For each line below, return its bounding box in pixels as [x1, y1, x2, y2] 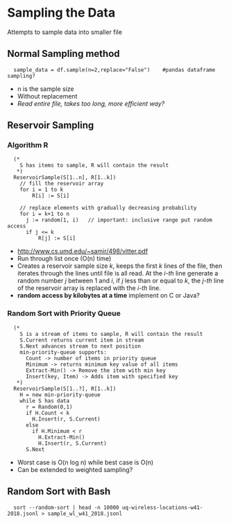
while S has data [19, 397, 70, 404]
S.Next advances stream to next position [19, 342, 141, 350]
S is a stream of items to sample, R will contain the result [19, 330, 203, 337]
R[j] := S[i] [37, 235, 76, 242]
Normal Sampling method [7, 48, 120, 60]
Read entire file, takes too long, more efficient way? [17, 99, 165, 108]
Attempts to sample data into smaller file [7, 28, 123, 36]
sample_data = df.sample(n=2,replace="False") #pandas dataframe [13, 66, 216, 74]
